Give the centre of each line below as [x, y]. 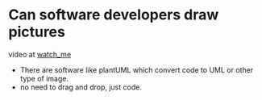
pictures [37, 32]
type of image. [44, 78]
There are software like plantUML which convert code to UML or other [137, 69]
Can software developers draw [114, 15]
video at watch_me [40, 54]
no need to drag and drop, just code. [81, 87]
